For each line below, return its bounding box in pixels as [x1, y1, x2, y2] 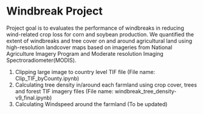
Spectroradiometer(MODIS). [6, 56, 77, 64]
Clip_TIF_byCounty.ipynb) [15, 75, 80, 82]
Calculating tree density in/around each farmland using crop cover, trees [15, 81, 198, 89]
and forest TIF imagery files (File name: [15, 87, 114, 95]
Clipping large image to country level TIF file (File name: [15, 68, 156, 75]
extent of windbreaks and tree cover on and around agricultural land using [6, 37, 193, 44]
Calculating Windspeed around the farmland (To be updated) [15, 100, 168, 107]
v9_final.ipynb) [15, 94, 52, 101]
